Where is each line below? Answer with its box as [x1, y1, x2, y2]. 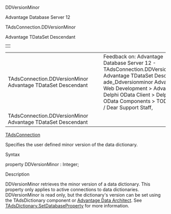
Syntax [5, 151, 20, 157]
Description [5, 171, 30, 177]
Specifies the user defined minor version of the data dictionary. [5, 142, 138, 147]
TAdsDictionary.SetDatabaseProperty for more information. [5, 203, 130, 208]
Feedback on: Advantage [103, 53, 164, 60]
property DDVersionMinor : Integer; [5, 162, 79, 167]
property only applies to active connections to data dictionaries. [5, 186, 139, 193]
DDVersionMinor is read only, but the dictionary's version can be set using [5, 192, 161, 198]
